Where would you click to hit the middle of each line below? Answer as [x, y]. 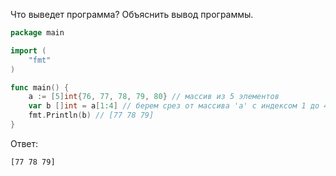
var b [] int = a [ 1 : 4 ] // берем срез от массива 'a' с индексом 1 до [174, 106]
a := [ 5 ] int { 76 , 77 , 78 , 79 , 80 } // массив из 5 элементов [154, 97]
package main [37, 33]
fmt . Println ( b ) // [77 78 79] [91, 115]
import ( [28, 50]
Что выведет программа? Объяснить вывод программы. [132, 14]
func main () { [40, 87]
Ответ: [24, 143]
